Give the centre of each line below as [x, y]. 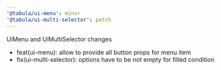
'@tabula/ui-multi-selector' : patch [59, 20]
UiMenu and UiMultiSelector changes [59, 39]
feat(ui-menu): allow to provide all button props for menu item [104, 52]
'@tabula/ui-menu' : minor [43, 13]
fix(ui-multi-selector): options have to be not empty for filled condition [115, 59]
